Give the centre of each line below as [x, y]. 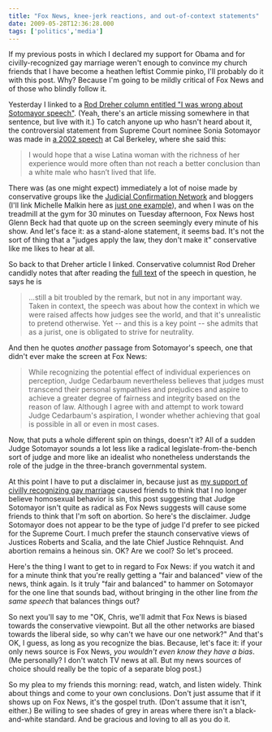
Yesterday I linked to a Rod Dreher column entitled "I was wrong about [126, 105]
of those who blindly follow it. [58, 89]
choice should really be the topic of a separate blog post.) [105, 669]
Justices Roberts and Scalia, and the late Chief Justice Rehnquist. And [126, 542]
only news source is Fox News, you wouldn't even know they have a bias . [132, 651]
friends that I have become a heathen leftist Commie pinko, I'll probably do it [136, 72]
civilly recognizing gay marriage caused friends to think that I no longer [128, 490]
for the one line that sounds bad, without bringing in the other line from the [133, 593]
